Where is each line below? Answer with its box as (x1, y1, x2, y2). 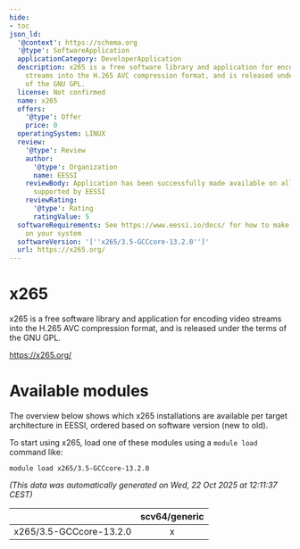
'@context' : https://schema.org (17, 37, 138, 47)
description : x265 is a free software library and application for (17, 63, 274, 72)
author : (25, 154, 54, 163)
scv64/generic (139, 511, 204, 522)
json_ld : (9, 29, 42, 38)
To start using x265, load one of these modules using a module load (9, 437, 258, 447)
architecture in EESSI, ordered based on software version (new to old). (9, 420, 269, 430)
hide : (9, 12, 29, 22)
